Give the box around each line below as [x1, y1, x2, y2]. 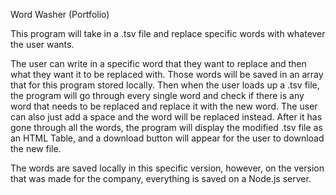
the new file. [10, 143, 62, 154]
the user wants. [10, 39, 75, 50]
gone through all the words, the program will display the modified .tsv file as [10, 122, 323, 133]
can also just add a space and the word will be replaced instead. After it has [10, 111, 323, 123]
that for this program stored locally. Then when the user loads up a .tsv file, [10, 79, 320, 91]
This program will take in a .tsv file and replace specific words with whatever [10, 28, 326, 39]
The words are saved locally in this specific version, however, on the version [10, 162, 325, 174]
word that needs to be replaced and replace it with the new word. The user [10, 100, 318, 112]
